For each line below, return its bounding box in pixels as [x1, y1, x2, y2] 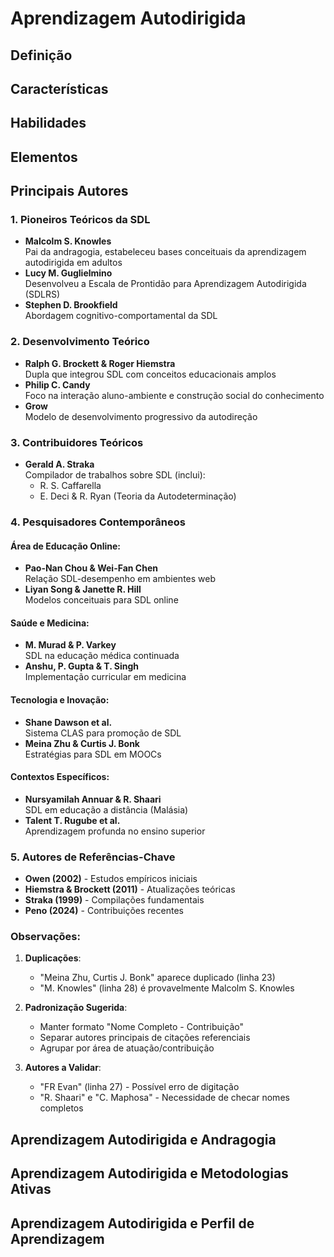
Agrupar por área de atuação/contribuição [39, 1042, 215, 1054]
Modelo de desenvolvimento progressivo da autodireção [24, 410, 258, 422]
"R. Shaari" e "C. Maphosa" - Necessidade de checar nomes [39, 1092, 290, 1104]
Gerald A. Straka [24, 458, 95, 471]
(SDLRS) [24, 288, 61, 301]
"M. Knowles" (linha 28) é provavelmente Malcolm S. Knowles [39, 982, 295, 994]
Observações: [10, 929, 81, 943]
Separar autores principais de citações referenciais [39, 1032, 251, 1044]
